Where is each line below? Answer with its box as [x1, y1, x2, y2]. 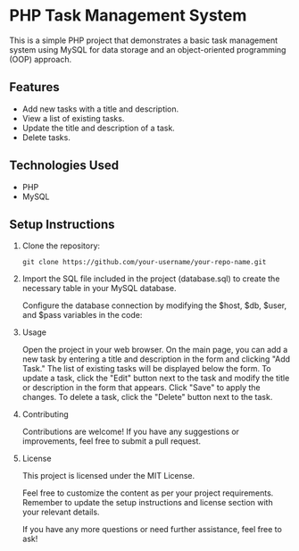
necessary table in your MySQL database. [21, 283, 177, 294]
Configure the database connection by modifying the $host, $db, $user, [21, 300, 287, 311]
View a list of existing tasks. [21, 113, 125, 123]
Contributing [21, 409, 69, 420]
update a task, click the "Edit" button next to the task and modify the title [21, 372, 290, 384]
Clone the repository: [21, 240, 101, 251]
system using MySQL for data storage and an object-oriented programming [9, 44, 287, 54]
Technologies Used [9, 158, 119, 173]
